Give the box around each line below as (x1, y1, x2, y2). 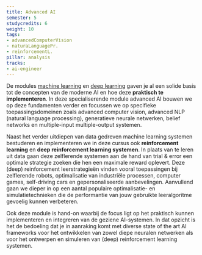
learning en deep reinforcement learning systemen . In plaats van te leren (6, 146, 194, 153)
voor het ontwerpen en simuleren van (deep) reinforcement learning (6, 235, 178, 243)
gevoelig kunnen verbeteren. (6, 198, 79, 205)
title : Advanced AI (6, 9, 56, 15)
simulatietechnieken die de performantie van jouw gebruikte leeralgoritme (6, 192, 192, 199)
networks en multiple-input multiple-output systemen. (6, 121, 142, 129)
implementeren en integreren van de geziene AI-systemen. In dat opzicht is (6, 216, 196, 223)
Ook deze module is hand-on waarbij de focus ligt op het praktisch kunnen (6, 210, 194, 217)
